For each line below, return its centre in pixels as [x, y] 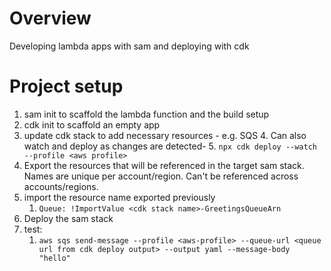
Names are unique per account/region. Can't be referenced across [161, 176]
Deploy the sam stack [68, 218]
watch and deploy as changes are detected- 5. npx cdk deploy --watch [170, 146]
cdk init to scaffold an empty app [92, 124]
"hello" [54, 258]
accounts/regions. [61, 186]
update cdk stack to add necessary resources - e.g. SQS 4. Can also [165, 135]
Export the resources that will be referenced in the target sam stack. [164, 165]
